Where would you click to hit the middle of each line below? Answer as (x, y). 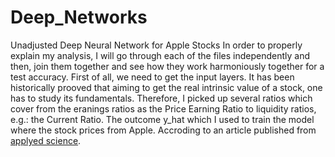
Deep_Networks (79, 17)
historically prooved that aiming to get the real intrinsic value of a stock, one (166, 87)
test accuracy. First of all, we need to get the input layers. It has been (152, 77)
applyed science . (46, 140)
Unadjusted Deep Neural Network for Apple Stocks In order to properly (156, 45)
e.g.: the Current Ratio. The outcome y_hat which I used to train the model (162, 119)
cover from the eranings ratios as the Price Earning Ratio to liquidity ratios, (163, 108)
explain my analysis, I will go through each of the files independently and (160, 55)
